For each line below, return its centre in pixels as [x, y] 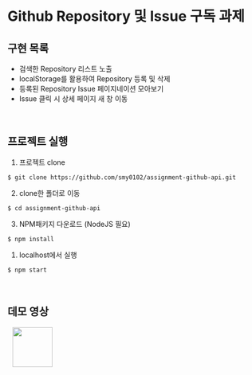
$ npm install [31, 239]
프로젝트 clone [42, 162]
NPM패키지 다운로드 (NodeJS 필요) [75, 224]
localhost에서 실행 [48, 255]
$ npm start [27, 270]
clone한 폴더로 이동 [49, 193]
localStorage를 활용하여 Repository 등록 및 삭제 [94, 79]
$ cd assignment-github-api [54, 208]
